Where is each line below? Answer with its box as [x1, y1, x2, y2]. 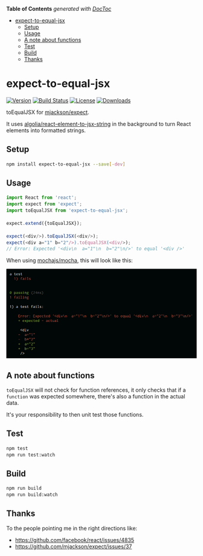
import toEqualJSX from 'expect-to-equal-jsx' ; [6, 207, 129, 214]
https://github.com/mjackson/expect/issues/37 [14, 543, 132, 550]
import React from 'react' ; [6, 195, 77, 201]
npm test [6, 445, 28, 451]
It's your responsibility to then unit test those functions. [6, 410, 144, 418]
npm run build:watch [6, 492, 59, 498]
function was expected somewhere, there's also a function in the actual [6, 392, 185, 400]
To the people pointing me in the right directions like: [6, 524, 138, 532]
